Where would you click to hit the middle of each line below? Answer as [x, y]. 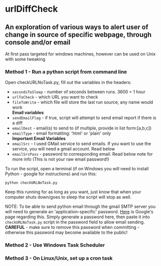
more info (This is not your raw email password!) [61, 159]
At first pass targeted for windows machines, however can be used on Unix [80, 54]
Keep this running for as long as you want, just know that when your [73, 192]
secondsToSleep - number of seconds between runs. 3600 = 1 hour [79, 92]
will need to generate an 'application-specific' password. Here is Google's [79, 212]
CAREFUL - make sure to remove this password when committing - [72, 227]
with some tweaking [25, 59]
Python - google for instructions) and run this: [51, 174]
